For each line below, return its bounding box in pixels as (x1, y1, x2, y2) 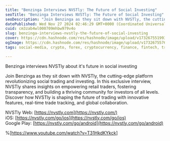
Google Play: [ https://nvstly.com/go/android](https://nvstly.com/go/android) (5, 120, 163, 126)
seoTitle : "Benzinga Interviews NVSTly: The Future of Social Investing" (5, 12, 164, 17)
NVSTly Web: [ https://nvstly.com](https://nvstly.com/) (5, 109, 118, 115)
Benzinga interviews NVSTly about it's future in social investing (5, 63, 138, 69)
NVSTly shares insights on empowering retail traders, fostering (5, 84, 137, 90)
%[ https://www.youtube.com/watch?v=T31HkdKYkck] (5, 129, 118, 136)
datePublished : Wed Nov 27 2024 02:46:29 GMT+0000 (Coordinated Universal (5, 21, 166, 27)
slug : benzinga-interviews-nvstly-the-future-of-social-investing (5, 31, 148, 36)
